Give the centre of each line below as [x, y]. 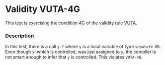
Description [20, 36]
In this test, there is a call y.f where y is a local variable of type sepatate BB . [83, 47]
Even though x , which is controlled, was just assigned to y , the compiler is [81, 52]
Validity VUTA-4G [43, 9]
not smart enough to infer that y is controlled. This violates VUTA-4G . [74, 57]
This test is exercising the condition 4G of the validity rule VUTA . [71, 23]
